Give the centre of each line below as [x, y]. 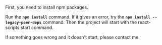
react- [144, 22]
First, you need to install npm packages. [47, 7]
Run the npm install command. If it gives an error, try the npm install [78, 17]
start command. [37, 27]
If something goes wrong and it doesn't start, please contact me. [73, 37]
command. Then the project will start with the [90, 22]
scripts [12, 27]
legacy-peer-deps [23, 22]
